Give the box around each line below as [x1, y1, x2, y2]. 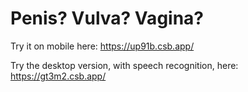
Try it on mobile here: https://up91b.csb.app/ [10, 40, 195, 52]
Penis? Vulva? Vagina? [10, 7, 205, 30]
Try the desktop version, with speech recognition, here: [10, 59, 239, 71]
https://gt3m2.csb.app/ [10, 70, 107, 82]
